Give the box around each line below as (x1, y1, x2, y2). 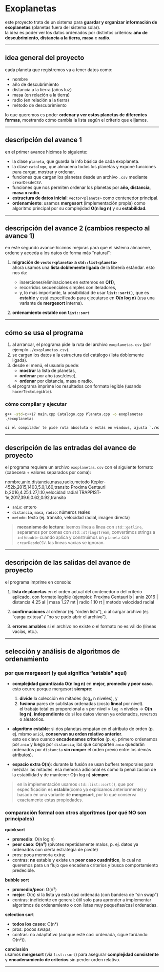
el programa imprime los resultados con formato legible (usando (12, 383, 142, 389)
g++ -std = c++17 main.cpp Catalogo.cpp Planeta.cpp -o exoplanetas (5, 412, 143, 417)
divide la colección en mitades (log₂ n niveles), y (19, 695, 118, 702)
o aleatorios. (19, 716, 45, 722)
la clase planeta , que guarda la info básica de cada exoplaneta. (12, 158, 140, 164)
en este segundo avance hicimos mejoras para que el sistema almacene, (5, 245, 151, 251)
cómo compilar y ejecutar (5, 401, 67, 408)
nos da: (12, 270, 28, 276)
